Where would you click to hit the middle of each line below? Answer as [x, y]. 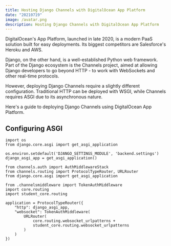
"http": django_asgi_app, [42, 208]
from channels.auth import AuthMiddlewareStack [57, 167]
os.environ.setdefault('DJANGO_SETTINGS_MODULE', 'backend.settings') [82, 154]
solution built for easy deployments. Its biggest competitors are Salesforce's [86, 45]
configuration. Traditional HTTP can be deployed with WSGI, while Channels [86, 91]
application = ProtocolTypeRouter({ [44, 203]
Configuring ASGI [34, 128]
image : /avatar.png [26, 19]
